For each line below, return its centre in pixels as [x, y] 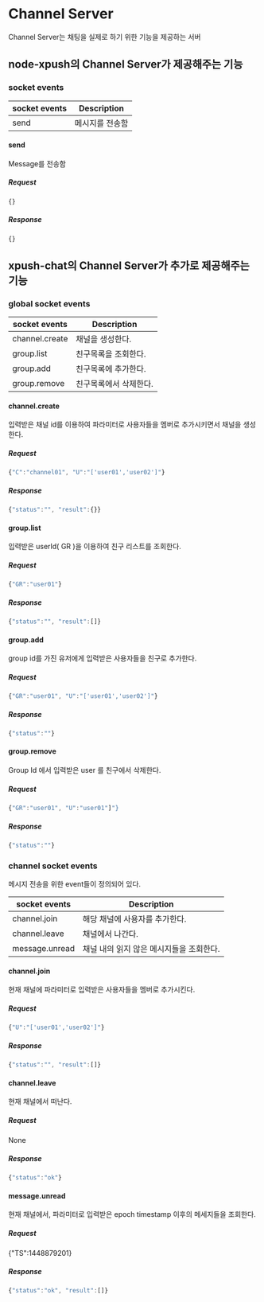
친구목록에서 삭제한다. [114, 384]
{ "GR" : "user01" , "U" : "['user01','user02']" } [83, 696]
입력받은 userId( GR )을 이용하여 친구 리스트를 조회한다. [95, 547]
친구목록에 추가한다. [111, 369]
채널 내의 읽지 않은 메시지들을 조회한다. [151, 949]
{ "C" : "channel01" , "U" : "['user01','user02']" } [87, 473]
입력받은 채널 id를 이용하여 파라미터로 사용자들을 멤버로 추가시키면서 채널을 [125, 425]
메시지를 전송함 [101, 123]
